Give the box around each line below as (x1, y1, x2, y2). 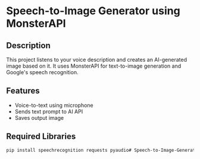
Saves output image (14, 114, 64, 121)
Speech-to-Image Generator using (6, 4, 180, 18)
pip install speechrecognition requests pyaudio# (6, 147, 132, 153)
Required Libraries (6, 132, 76, 142)
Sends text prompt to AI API (14, 108, 83, 115)
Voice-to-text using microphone (14, 101, 93, 109)
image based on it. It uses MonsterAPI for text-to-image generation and (6, 62, 182, 69)
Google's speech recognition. (6, 69, 79, 75)
